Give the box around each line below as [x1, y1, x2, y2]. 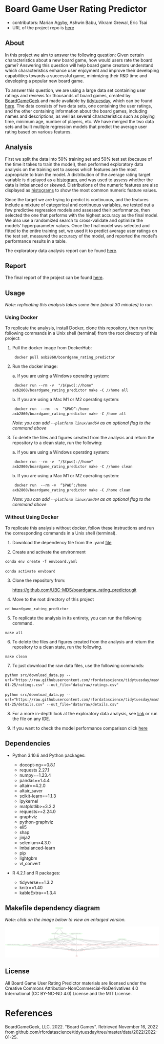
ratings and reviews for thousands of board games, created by [5, 92, 131, 98]
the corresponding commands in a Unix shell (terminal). [5, 530, 117, 536]
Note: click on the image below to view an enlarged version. [5, 917, 126, 923]
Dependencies [5, 739, 50, 748]
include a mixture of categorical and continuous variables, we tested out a [5, 202, 154, 208]
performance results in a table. [5, 238, 67, 244]
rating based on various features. [5, 128, 72, 135]
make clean [5, 654, 27, 659]
